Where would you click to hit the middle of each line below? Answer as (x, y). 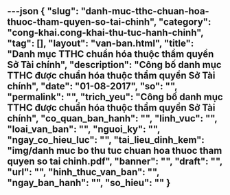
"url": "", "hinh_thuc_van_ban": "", (83, 172)
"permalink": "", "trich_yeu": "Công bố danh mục (115, 97)
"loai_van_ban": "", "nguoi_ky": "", (83, 129)
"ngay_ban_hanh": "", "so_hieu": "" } (89, 183)
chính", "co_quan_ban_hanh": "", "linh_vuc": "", (112, 118)
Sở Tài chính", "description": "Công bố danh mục (114, 65)
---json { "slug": (43, 11)
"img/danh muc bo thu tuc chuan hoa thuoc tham (115, 151)
